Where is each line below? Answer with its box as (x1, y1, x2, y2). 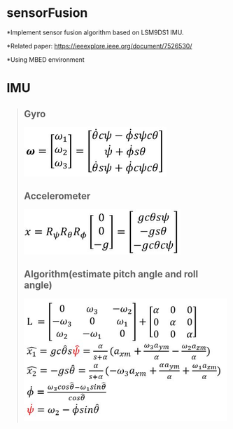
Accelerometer (23, 190, 91, 202)
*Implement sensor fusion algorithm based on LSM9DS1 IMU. (6, 28, 184, 37)
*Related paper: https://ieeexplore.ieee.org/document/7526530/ (6, 41, 192, 50)
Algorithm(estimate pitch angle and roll (23, 268, 199, 280)
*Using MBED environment (6, 55, 85, 64)
